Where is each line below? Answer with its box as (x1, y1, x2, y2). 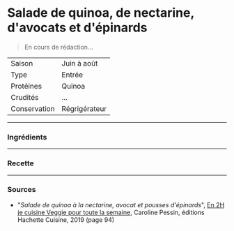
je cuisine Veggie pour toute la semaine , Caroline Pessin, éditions (17, 208, 205, 216)
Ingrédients (7, 132, 47, 142)
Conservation (10, 103, 55, 113)
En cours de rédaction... (24, 43, 93, 51)
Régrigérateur (61, 103, 107, 113)
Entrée (61, 70, 84, 80)
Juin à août (61, 58, 98, 68)
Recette (7, 158, 35, 168)
